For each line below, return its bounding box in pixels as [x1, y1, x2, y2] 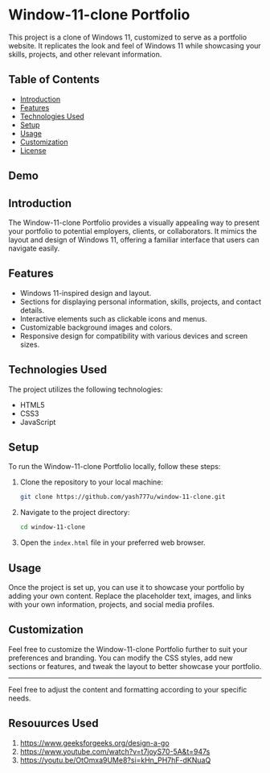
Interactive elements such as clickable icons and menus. [19, 314, 207, 323]
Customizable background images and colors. [19, 322, 173, 332]
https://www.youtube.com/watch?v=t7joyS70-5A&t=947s [19, 746, 211, 756]
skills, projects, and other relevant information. [8, 49, 162, 59]
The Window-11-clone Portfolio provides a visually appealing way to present [8, 218, 260, 227]
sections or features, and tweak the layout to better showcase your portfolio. [8, 661, 262, 671]
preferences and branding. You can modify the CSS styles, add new [8, 653, 233, 663]
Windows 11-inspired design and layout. [19, 288, 152, 297]
